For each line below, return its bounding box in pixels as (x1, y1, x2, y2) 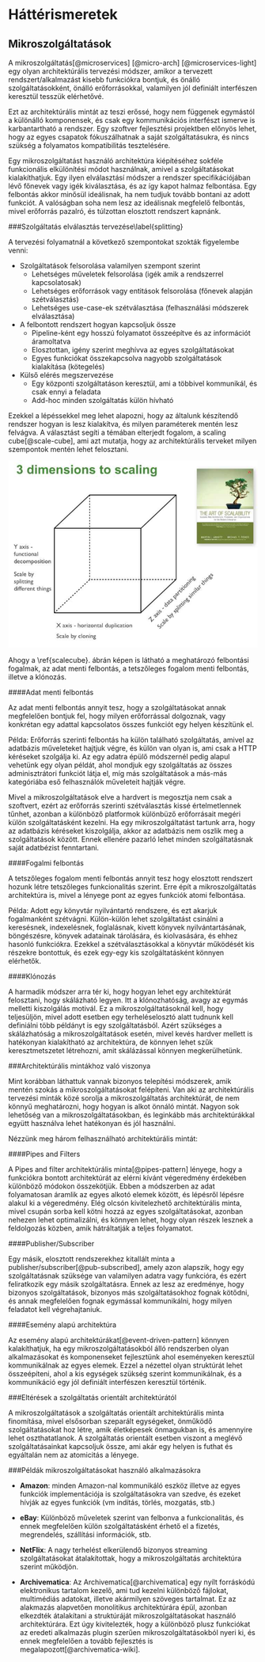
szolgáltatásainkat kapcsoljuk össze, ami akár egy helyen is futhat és (8, 1442, 233, 1451)
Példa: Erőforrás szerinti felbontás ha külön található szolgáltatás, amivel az (8, 735, 255, 744)
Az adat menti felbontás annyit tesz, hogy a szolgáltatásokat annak (8, 703, 227, 712)
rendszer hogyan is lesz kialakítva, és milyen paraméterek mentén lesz (8, 420, 239, 428)
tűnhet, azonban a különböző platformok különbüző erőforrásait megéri (8, 809, 241, 819)
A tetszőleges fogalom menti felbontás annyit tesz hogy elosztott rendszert (8, 873, 253, 883)
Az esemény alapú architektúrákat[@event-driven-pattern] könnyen (8, 1336, 229, 1344)
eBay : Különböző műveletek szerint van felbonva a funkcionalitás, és (19, 1513, 244, 1522)
